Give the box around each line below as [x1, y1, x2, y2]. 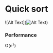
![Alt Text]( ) [5, 19, 48, 25]
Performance [5, 32, 37, 38]
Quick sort [5, 3, 49, 15]
